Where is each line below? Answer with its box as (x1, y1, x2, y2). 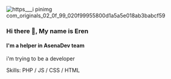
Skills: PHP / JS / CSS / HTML (6, 66, 80, 74)
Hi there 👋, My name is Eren (6, 27, 89, 35)
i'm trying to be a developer (6, 55, 76, 62)
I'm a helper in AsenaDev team (6, 42, 85, 49)
